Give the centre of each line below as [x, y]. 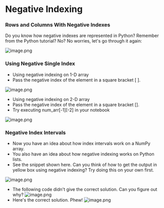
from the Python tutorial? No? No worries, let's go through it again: [74, 41]
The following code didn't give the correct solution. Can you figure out [85, 189]
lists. [17, 159]
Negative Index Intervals [35, 132]
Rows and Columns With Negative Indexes [58, 25]
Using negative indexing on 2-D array [51, 99]
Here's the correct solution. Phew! [48, 200]
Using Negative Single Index [40, 63]
